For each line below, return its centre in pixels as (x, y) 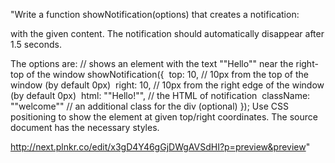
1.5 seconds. (36, 44)
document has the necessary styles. (85, 127)
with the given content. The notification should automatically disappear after (167, 33)
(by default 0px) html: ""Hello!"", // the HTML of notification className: (160, 95)
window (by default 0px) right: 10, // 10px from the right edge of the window (167, 85)
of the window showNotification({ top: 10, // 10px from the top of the (167, 74)
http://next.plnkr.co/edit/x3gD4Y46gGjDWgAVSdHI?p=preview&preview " (160, 147)
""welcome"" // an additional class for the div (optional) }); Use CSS (149, 106)
